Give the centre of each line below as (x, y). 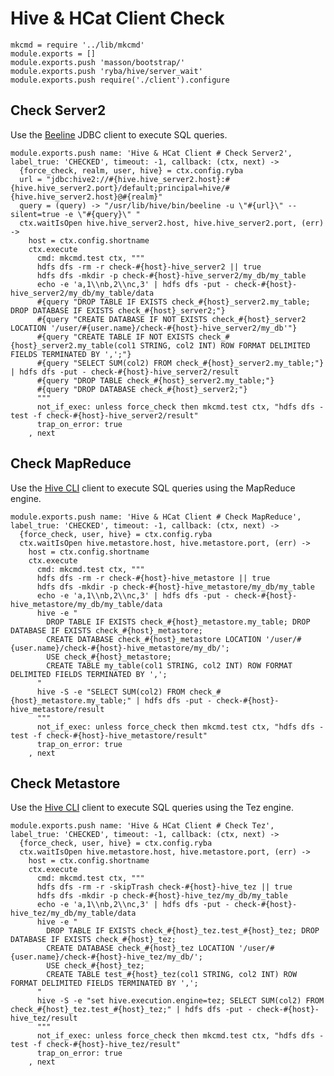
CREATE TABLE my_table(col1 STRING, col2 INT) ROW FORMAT (169, 665)
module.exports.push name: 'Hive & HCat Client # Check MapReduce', (156, 517)
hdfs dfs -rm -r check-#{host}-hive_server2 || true (149, 267)
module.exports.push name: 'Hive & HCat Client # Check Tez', (142, 826)
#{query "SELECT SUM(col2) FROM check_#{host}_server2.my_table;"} (180, 363)
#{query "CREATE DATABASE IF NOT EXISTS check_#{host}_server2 (171, 319)
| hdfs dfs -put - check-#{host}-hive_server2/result (125, 372)
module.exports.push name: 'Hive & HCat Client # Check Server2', (151, 153)
